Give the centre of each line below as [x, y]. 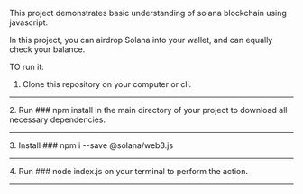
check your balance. [47, 49]
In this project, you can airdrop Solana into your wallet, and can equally [141, 40]
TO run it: [27, 67]
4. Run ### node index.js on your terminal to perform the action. [129, 171]
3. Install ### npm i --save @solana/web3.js [92, 145]
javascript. [29, 22]
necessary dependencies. [58, 119]
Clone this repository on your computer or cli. [107, 84]
